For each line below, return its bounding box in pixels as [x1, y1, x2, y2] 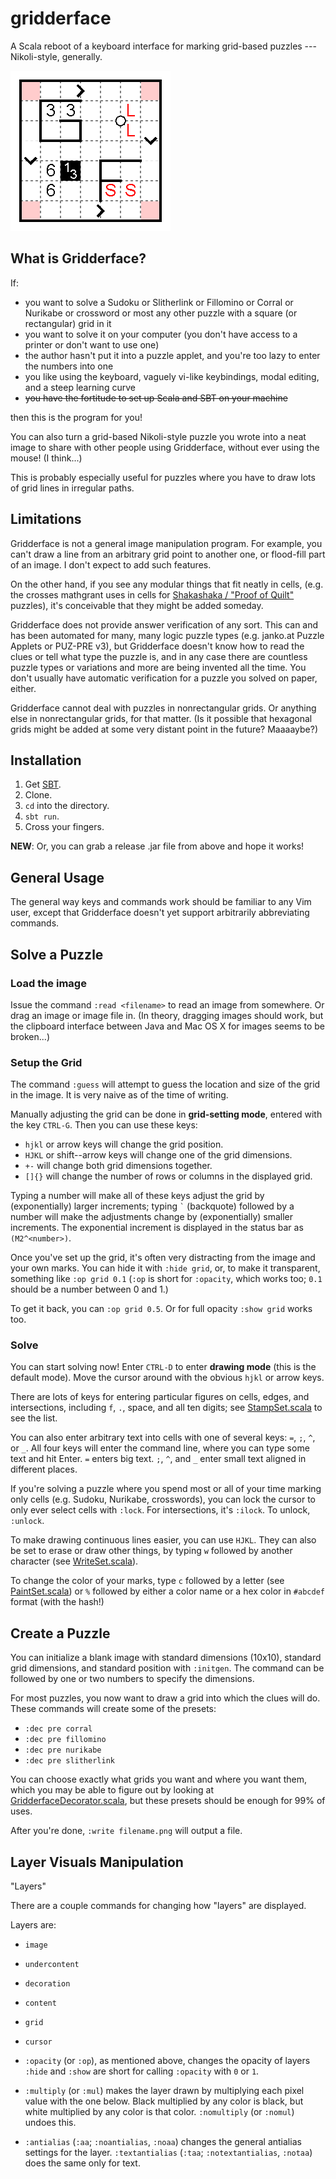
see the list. [10, 1412, 58, 1424]
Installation [10, 752, 82, 769]
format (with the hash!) [10, 1596, 105, 1608]
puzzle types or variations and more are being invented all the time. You [10, 661, 307, 673]
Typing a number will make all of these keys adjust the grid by [10, 1190, 265, 1202]
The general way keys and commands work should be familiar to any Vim [10, 896, 312, 908]
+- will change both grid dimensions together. [24, 1160, 213, 1172]
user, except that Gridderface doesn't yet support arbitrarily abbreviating [10, 907, 310, 919]
